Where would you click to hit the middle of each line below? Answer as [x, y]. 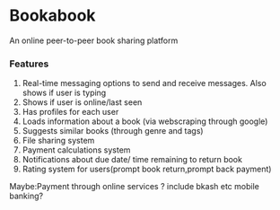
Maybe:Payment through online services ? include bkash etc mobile [135, 187]
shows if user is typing [64, 93]
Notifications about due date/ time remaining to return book [132, 160]
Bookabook [52, 16]
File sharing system [58, 141]
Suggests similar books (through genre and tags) [113, 131]
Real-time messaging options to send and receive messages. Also [144, 83]
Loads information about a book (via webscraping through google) [145, 121]
